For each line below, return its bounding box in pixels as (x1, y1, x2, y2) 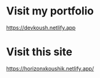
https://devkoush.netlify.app (6, 24, 76, 31)
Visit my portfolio (6, 4, 94, 18)
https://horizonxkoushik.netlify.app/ (6, 65, 94, 72)
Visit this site (6, 45, 73, 59)
